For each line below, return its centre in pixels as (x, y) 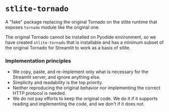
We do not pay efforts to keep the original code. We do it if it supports (85, 99)
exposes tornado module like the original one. (52, 27)
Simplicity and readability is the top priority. (58, 83)
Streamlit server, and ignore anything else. (57, 77)
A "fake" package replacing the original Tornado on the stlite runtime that (81, 22)
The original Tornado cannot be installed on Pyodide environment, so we (81, 37)
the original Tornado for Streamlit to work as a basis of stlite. (68, 47)
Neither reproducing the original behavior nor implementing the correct (86, 88)
